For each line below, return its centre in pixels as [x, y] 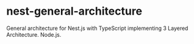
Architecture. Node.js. [34, 34]
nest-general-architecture [74, 11]
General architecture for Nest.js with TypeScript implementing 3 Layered [97, 28]
